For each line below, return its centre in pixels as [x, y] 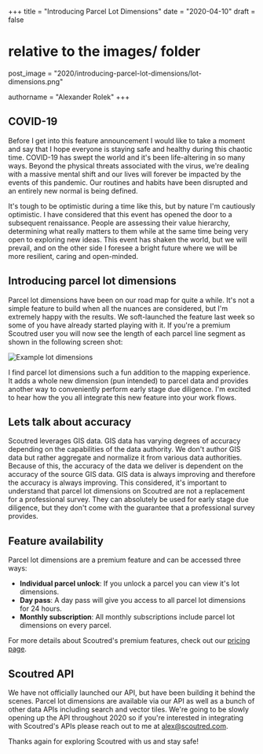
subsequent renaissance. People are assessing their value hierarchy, [119, 223]
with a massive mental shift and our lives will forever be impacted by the [125, 174]
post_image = [30, 73]
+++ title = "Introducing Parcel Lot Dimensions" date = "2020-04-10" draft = [132, 11]
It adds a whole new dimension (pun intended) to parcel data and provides [128, 380]
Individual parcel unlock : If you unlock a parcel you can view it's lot [130, 584]
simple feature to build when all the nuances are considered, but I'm [118, 308]
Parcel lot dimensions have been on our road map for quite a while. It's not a [131, 300]
